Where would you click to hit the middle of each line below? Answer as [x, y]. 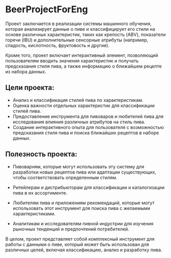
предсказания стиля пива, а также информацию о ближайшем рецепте [84, 66]
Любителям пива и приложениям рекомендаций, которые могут [83, 203]
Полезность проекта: [41, 154]
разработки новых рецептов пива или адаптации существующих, [84, 172]
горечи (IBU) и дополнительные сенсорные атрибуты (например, [77, 40]
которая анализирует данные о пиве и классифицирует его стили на [80, 29]
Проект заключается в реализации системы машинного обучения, [79, 24]
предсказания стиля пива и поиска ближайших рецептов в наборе [86, 133]
